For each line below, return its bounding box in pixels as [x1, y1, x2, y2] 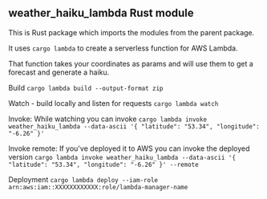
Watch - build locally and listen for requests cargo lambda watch [8, 98, 219, 108]
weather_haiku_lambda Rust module [8, 6, 194, 20]
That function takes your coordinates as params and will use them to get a [8, 59, 254, 68]
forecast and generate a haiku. [8, 67, 110, 77]
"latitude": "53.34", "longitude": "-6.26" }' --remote [8, 160, 199, 169]
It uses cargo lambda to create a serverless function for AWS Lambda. [8, 43, 238, 53]
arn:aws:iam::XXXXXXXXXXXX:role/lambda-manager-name [8, 183, 188, 191]
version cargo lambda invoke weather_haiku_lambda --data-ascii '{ [8, 152, 237, 161]
